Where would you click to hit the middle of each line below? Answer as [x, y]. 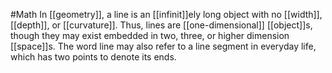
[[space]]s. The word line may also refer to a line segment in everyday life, [163, 46]
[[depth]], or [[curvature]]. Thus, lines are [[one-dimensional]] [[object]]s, [161, 25]
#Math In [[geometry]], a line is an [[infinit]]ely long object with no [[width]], [166, 14]
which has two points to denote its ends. [93, 57]
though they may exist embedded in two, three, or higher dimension [150, 35]
